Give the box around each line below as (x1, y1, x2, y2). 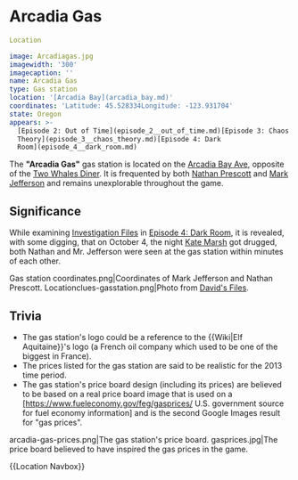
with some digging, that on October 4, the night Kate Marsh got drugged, (9, 237, 277, 248)
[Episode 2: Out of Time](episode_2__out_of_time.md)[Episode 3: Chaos (17, 126, 290, 135)
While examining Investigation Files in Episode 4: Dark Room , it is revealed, (9, 227, 285, 238)
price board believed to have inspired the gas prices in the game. (9, 443, 248, 454)
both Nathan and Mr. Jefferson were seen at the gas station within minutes (9, 247, 284, 257)
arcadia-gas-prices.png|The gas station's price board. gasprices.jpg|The (9, 434, 278, 444)
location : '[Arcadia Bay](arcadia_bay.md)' (9, 94, 174, 102)
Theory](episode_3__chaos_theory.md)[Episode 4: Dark (17, 134, 221, 143)
